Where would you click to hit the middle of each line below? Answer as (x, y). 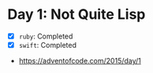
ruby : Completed (46, 36)
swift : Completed (47, 45)
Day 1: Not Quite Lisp (76, 15)
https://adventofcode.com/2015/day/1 (80, 61)
